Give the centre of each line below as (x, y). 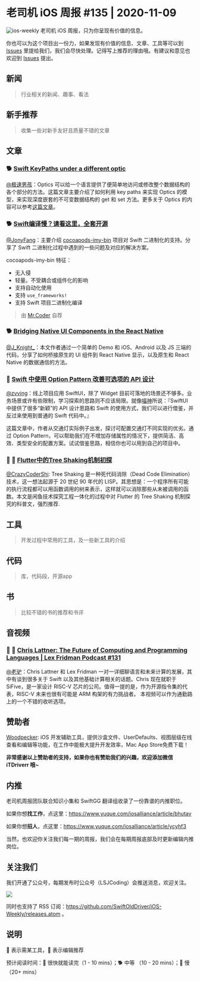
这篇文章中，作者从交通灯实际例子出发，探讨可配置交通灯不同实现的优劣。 (97, 428)
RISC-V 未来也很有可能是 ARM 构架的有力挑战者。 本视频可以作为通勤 (102, 694)
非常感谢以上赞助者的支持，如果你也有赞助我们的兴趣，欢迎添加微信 (90, 757)
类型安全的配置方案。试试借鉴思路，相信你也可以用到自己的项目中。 (100, 443)
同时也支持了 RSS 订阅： (36, 906)
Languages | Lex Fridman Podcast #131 (63, 658)
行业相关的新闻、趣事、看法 (55, 94)
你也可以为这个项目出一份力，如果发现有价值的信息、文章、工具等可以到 (95, 43)
